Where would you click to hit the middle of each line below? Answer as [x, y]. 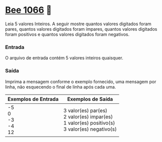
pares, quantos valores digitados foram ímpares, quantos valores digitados [81, 29]
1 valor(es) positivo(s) [89, 123]
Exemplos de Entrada [33, 99]
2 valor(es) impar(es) [88, 117]
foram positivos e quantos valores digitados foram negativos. [67, 34]
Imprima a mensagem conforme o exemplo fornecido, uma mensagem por [81, 82]
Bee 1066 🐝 [28, 10]
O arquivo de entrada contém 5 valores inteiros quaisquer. [64, 58]
